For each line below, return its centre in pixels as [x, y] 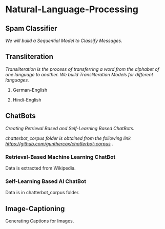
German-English [30, 90]
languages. [17, 80]
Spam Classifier [31, 28]
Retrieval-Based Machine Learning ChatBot [60, 157]
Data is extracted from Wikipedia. [40, 168]
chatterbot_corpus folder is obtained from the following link [68, 138]
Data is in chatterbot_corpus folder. [43, 193]
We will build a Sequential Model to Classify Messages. [64, 40]
